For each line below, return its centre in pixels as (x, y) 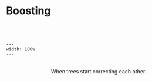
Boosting (28, 11)
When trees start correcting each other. (99, 71)
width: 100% (21, 49)
